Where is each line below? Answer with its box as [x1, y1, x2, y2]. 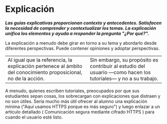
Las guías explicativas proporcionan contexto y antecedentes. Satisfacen [5, 20, 162, 26]
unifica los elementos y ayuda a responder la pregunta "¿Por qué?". [5, 30, 149, 36]
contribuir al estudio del [89, 62, 145, 69]
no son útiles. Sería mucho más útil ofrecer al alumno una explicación [5, 98, 148, 104]
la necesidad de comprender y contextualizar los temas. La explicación [5, 25, 157, 31]
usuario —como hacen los [89, 68, 151, 75]
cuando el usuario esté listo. [5, 114, 63, 120]
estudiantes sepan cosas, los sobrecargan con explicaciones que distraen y [5, 93, 161, 99]
